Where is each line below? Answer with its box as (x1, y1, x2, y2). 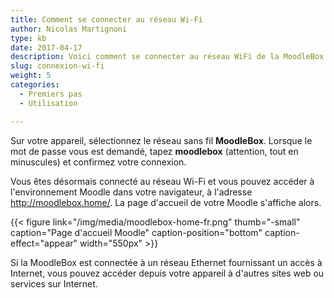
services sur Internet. (10, 277, 98, 290)
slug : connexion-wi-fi (10, 61, 105, 71)
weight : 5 (10, 71, 52, 81)
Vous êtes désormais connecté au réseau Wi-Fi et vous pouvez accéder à (10, 175, 315, 187)
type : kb (10, 33, 47, 43)
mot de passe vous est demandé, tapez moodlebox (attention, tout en (10, 145, 299, 157)
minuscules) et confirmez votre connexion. (10, 156, 187, 168)
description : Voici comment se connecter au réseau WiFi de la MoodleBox (10, 52, 325, 62)
